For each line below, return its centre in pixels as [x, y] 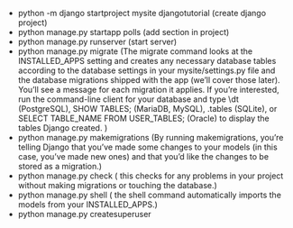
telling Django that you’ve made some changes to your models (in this [147, 147]
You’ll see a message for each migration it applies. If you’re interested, [148, 90]
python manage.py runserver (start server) [97, 41]
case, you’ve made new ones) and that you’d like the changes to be [143, 156]
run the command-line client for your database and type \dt [128, 99]
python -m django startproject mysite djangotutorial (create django [142, 13]
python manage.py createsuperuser [84, 214]
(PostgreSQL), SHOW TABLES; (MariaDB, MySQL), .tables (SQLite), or [147, 109]
